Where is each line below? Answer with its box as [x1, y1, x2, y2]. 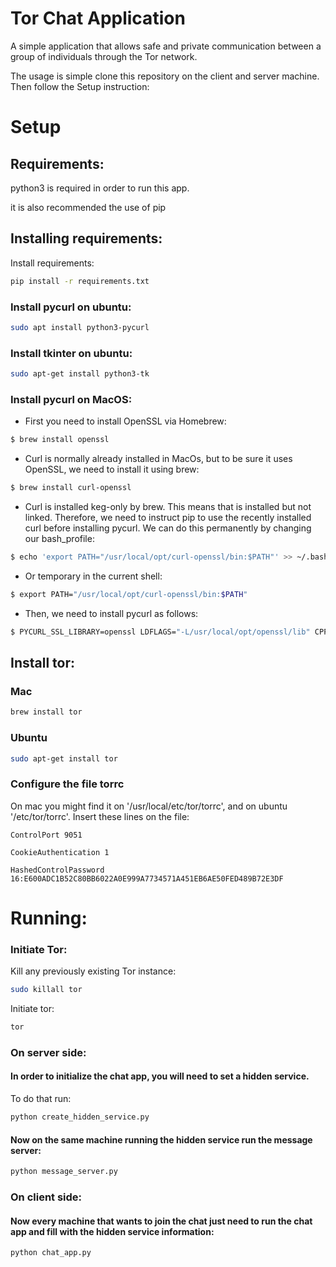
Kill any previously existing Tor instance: [10, 965, 177, 977]
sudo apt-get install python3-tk [10, 369, 150, 379]
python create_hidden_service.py [10, 1112, 150, 1122]
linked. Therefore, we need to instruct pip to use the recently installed [24, 512, 312, 524]
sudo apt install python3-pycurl [10, 322, 150, 332]
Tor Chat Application [10, 7, 186, 30]
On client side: [10, 1190, 83, 1204]
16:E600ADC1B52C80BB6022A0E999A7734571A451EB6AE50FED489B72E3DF [10, 873, 284, 884]
